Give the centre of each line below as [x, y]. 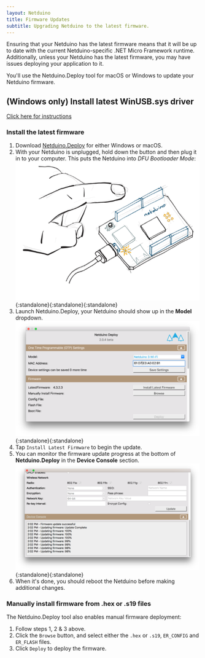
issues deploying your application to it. [55, 64]
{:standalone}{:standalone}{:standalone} [66, 305]
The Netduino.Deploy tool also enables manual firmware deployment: [94, 617]
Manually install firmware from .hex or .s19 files [79, 603]
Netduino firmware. [31, 82]
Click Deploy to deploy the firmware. [61, 649]
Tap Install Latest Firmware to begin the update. [79, 447]
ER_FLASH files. [33, 642]
